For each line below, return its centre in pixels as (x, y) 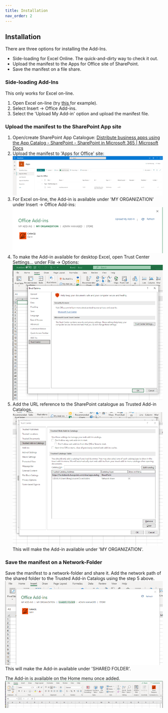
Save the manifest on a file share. (47, 69)
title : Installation (27, 11)
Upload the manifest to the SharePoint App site (63, 126)
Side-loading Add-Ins (32, 82)
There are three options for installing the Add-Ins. (56, 49)
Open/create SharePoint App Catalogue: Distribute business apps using (86, 137)
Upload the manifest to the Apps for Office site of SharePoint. (75, 64)
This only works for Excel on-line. (40, 93)
